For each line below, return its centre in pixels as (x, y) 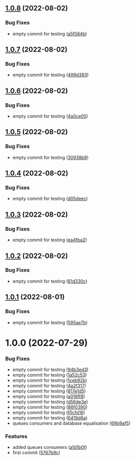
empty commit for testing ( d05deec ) (50, 198)
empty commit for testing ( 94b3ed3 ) (50, 369)
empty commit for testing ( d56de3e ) (50, 401)
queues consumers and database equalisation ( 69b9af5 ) (72, 423)
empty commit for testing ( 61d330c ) (50, 281)
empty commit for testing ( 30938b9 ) (51, 157)
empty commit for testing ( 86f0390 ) (50, 407)
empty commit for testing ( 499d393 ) (51, 75)
